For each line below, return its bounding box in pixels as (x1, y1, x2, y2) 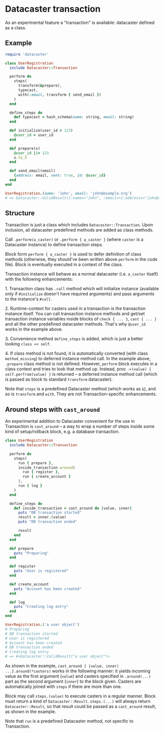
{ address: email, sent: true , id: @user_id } (14, 173, 106, 178)
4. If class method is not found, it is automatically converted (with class (5, 350, 148, 356)
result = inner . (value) (18, 515, 67, 520)
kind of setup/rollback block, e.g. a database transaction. (5, 429, 120, 434)
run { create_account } (22, 474, 71, 479)
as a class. (5, 24, 27, 30)
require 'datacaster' (5, 52, 49, 57)
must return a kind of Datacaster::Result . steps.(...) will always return (5, 698, 150, 704)
